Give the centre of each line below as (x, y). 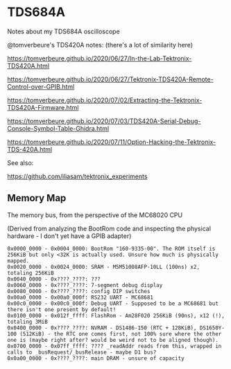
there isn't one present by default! (62, 309)
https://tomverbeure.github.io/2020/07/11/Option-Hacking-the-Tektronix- (112, 142)
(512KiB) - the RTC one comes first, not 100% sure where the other (121, 334)
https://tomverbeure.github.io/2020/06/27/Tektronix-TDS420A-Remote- (110, 79)
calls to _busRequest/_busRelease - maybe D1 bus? (82, 352)
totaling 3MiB (28, 322)
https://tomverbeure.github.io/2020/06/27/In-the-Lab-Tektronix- (100, 58)
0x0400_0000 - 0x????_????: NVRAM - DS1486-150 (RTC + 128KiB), (102, 328)
